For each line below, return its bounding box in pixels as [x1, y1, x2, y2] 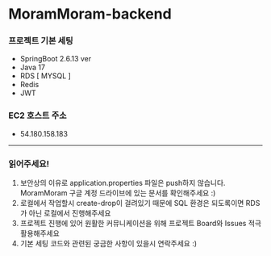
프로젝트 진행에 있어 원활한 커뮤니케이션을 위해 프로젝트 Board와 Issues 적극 [19, 219, 262, 229]
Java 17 [19, 62, 46, 73]
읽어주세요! [8, 158, 50, 170]
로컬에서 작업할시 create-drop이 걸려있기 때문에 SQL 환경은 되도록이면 [19, 199, 244, 208]
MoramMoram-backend [8, 5, 172, 23]
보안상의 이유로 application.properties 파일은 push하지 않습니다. [19, 178, 226, 188]
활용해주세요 [19, 229, 60, 238]
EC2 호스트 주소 [8, 110, 67, 121]
